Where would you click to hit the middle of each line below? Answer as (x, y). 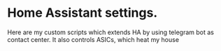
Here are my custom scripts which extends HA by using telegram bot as (111, 32)
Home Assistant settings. (83, 13)
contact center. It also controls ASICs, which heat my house (93, 39)
